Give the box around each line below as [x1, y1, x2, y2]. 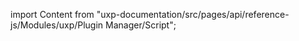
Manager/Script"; [105, 19, 177, 31]
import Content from [10, 9, 95, 20]
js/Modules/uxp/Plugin [10, 19, 104, 31]
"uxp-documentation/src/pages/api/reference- [96, 9, 290, 20]
